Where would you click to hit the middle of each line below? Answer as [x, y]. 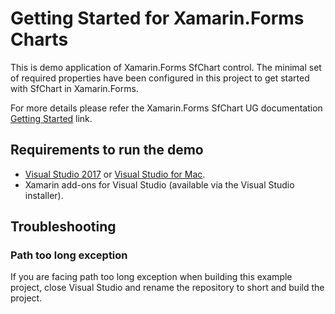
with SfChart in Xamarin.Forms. [74, 88]
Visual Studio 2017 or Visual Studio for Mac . [115, 174]
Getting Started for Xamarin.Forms [157, 18]
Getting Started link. [51, 118]
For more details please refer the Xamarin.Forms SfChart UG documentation [166, 108]
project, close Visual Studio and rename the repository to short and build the [167, 288]
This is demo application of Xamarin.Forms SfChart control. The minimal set [166, 67]
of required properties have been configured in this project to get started [160, 78]
